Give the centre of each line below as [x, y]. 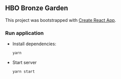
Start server [25, 62]
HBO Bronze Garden [37, 8]
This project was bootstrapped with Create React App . [61, 20]
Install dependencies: [34, 44]
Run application [24, 33]
